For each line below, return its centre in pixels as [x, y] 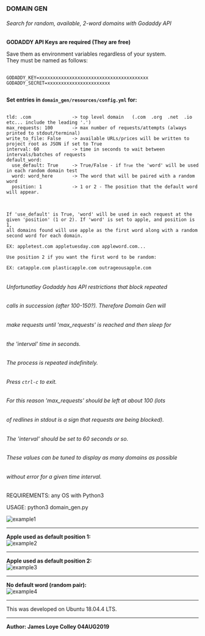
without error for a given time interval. [54, 476]
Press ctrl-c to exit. [31, 381]
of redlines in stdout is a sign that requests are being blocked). [85, 419]
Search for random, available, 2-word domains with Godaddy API [89, 23]
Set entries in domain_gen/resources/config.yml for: [72, 100]
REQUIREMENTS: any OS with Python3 [55, 496]
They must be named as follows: [47, 61]
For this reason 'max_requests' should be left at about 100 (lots [86, 401]
